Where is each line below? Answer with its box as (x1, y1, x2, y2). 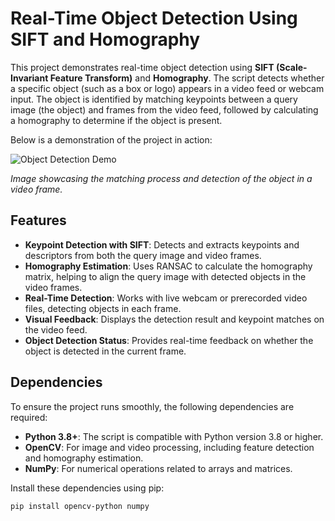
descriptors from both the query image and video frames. (24, 249, 262, 261)
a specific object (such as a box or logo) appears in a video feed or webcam (10, 82, 325, 94)
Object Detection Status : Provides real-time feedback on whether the (24, 334, 314, 346)
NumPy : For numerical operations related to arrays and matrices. (24, 462, 293, 474)
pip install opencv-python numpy (10, 501, 150, 511)
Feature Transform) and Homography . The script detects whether (49, 72, 325, 84)
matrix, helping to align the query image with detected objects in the (24, 270, 307, 282)
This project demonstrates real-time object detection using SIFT (10, 61, 275, 73)
